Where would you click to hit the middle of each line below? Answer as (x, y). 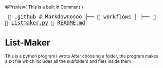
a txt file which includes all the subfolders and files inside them (68, 61)
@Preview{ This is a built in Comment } (44, 7)
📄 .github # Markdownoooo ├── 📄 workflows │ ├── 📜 (82, 17)
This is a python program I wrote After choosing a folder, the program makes (82, 56)
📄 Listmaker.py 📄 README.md (45, 23)
